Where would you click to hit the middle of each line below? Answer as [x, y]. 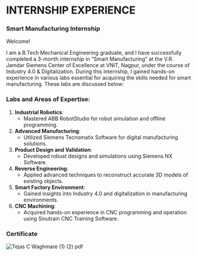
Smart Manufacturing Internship [53, 29]
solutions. [35, 143]
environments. [41, 200]
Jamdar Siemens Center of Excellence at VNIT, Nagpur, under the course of [98, 65]
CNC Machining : [35, 206]
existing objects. [43, 181]
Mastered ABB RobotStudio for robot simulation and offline [94, 118]
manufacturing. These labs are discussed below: [65, 84]
